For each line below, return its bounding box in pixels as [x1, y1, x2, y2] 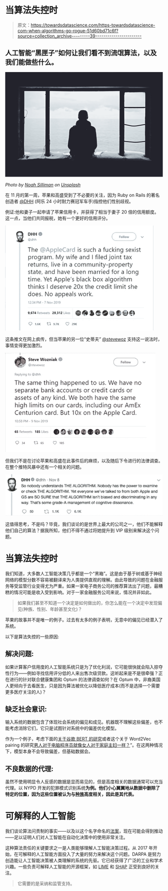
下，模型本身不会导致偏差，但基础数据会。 [5, 748, 93, 754]
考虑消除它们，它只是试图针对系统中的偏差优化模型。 [9, 725, 119, 731]
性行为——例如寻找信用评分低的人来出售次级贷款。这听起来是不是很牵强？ [5, 670, 158, 676]
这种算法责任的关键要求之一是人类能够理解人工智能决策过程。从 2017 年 [5, 845, 153, 851]
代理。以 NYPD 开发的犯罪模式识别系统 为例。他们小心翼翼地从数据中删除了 [5, 785, 160, 791]
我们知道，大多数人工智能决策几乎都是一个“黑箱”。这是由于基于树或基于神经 [5, 570, 162, 576]
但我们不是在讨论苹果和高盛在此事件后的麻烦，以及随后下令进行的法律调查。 [5, 458, 163, 464]
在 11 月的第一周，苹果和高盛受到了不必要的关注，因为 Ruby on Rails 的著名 [5, 192, 160, 198]
